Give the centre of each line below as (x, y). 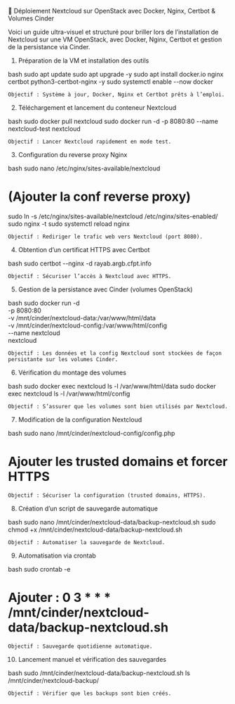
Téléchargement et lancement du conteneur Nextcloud (97, 108)
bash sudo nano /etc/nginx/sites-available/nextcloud (84, 168)
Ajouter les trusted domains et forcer (118, 462)
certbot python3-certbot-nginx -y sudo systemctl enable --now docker (110, 82)
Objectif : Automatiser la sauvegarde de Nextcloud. (87, 542)
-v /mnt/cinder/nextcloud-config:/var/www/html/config (88, 325)
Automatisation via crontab (57, 555)
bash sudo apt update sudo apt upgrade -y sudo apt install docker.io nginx (116, 74)
